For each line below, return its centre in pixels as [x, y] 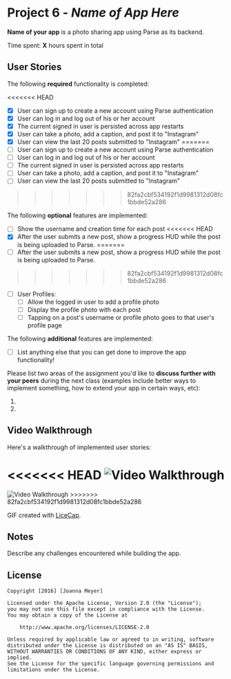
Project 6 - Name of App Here [93, 13]
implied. [20, 658]
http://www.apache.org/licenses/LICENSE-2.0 [84, 628]
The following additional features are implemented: [80, 338]
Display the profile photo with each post [84, 309]
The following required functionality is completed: [78, 84]
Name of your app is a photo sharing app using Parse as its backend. [106, 32]
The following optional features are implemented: [78, 215]
